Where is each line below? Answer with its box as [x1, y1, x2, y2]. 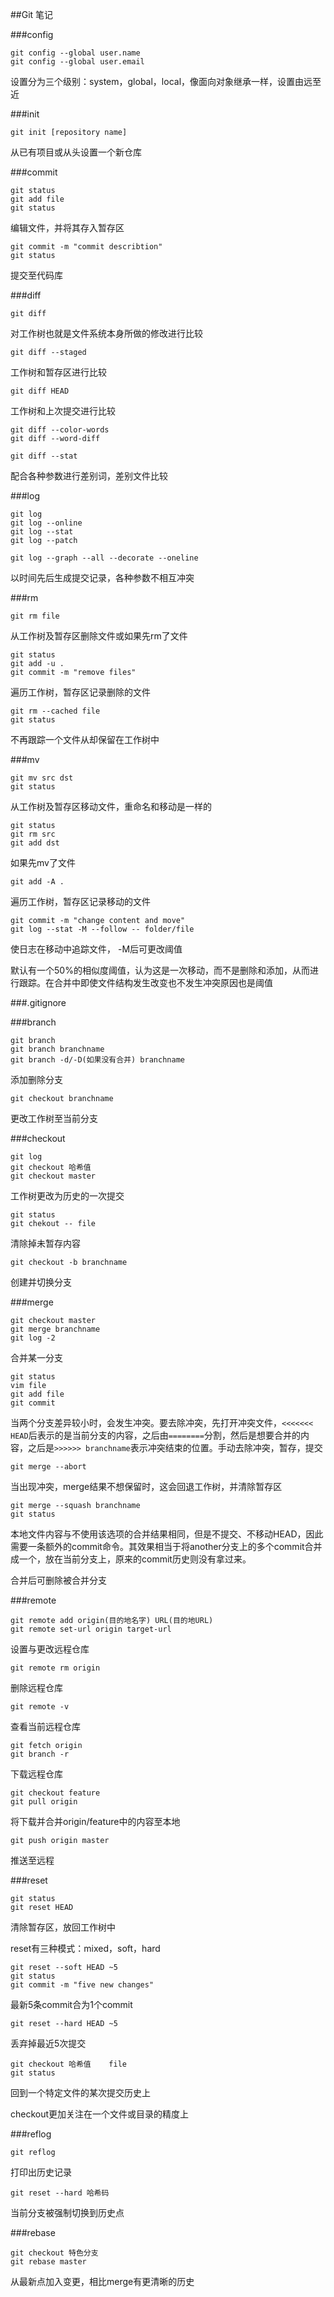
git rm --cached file [10, 706, 101, 716]
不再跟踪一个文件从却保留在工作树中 [10, 734, 160, 745]
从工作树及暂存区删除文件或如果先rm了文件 [10, 630, 188, 642]
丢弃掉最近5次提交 [10, 2038, 87, 2049]
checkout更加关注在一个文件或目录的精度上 [10, 2108, 190, 2120]
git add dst [10, 838, 60, 848]
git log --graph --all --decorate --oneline [10, 553, 199, 563]
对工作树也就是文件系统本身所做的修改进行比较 [10, 328, 203, 339]
